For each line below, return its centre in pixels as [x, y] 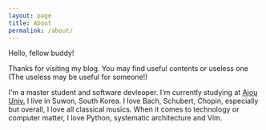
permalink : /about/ [41, 30]
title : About [30, 23]
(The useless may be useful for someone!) [78, 77]
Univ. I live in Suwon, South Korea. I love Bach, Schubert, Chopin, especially [133, 101]
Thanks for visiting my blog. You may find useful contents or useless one [128, 69]
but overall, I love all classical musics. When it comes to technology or [124, 109]
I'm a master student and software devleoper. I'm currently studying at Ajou [133, 93]
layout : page [30, 16]
